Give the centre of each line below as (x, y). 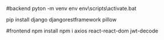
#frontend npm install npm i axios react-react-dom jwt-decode (82, 31)
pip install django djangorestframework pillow (61, 19)
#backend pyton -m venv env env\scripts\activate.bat (71, 8)
